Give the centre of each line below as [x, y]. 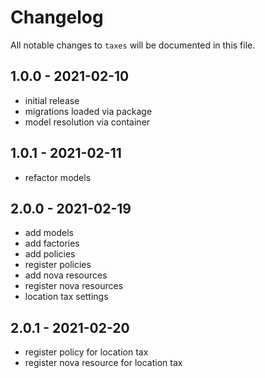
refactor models [58, 177]
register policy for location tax [86, 352]
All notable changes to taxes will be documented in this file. [133, 45]
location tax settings [66, 297]
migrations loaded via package [88, 111]
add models [49, 233]
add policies [50, 254]
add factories [52, 243]
